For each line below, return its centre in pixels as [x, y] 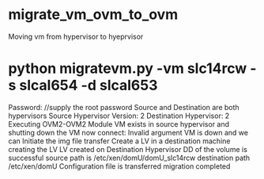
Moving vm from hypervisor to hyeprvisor [76, 36]
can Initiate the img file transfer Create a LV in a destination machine [119, 141]
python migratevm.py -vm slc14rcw [128, 69]
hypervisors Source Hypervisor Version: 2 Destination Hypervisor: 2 [119, 116]
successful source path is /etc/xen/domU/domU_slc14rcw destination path [129, 158]
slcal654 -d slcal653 [89, 86]
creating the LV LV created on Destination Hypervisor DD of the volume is [128, 149]
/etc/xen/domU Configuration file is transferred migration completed [119, 166]
